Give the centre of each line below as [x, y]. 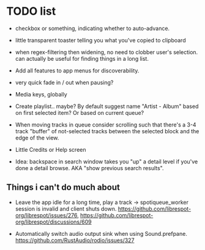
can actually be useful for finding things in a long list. [82, 58]
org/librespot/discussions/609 [53, 222]
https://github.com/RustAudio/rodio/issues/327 [75, 240]
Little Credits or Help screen [51, 149]
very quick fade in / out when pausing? [64, 82]
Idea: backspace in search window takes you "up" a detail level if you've [106, 162]
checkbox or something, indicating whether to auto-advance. [92, 28]
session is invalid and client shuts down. [66, 209]
